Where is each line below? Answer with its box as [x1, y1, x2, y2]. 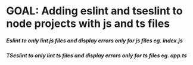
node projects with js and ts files [6, 17, 170, 30]
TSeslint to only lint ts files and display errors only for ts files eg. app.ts [6, 52, 187, 59]
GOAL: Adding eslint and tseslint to [6, 4, 183, 18]
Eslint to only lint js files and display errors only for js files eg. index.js [6, 37, 183, 44]
